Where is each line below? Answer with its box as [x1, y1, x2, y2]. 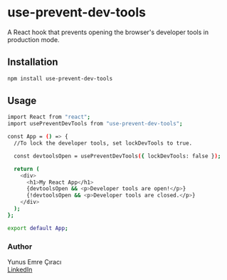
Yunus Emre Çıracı [7, 257, 62, 266]
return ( [14, 165, 40, 172]
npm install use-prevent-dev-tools [7, 75, 113, 82]
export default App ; [7, 224, 69, 232]
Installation [7, 56, 58, 68]
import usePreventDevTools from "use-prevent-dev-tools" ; [7, 120, 183, 128]
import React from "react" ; [7, 113, 91, 121]
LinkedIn [7, 265, 33, 274]
